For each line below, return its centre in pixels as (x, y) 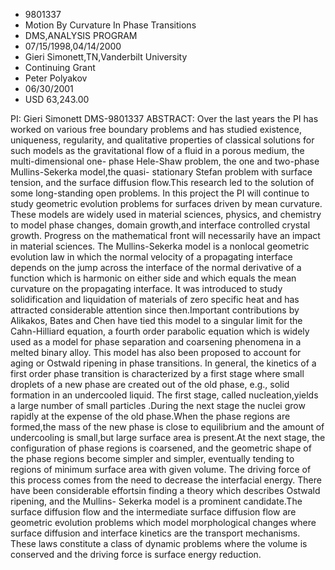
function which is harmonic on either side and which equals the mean (153, 278)
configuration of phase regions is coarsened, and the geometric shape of (161, 448)
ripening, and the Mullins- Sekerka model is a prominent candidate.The (156, 501)
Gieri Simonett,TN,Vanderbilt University (106, 57)
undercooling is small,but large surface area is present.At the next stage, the (168, 437)
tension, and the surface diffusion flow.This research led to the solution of (162, 182)
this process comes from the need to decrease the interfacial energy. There (166, 480)
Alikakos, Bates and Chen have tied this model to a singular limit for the (156, 320)
